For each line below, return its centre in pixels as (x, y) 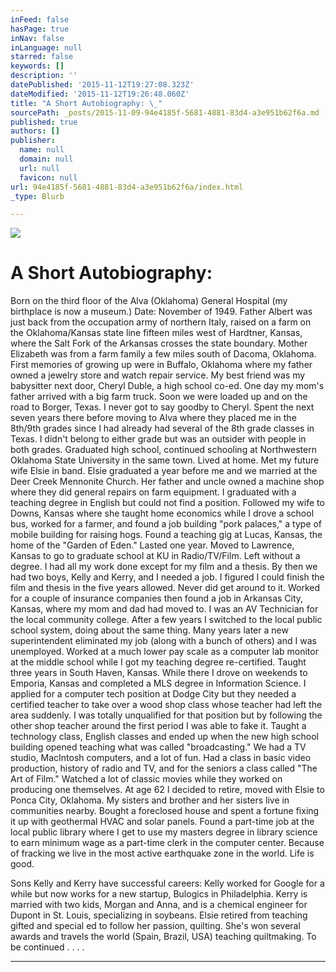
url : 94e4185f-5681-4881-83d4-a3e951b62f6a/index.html (127, 187)
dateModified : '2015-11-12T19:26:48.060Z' (100, 94)
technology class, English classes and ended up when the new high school (164, 737)
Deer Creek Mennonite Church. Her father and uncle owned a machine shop (167, 482)
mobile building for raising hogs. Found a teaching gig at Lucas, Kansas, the (166, 535)
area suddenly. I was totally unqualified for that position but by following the (166, 715)
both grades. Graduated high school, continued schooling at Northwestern (163, 450)
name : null (42, 150)
